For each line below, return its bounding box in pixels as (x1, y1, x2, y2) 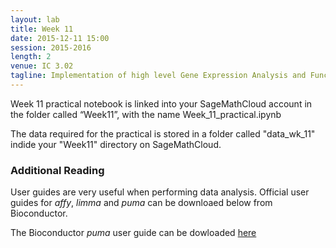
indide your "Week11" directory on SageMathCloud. (10, 138, 222, 150)
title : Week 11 (10, 24, 74, 34)
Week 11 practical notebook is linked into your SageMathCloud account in (10, 97, 313, 110)
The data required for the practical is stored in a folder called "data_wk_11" (10, 127, 316, 140)
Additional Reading (10, 163, 105, 177)
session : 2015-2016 (10, 42, 92, 53)
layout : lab (10, 14, 60, 25)
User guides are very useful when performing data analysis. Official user (10, 186, 310, 198)
